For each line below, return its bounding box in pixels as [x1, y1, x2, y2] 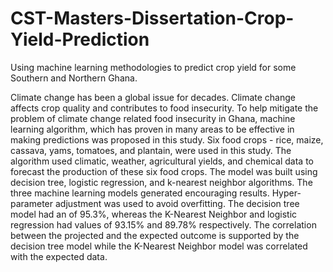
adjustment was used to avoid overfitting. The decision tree [54, 197, 300, 209]
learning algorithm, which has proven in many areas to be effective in [10, 123, 295, 135]
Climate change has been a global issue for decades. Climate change [10, 91, 296, 103]
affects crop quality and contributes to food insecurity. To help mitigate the [10, 102, 319, 114]
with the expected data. [10, 250, 108, 262]
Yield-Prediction [10, 28, 150, 51]
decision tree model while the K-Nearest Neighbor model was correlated [10, 240, 308, 252]
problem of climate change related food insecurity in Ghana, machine [10, 112, 296, 124]
